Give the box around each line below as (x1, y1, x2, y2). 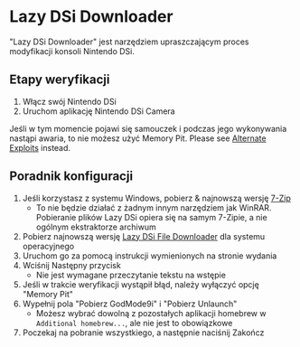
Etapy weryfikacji (9, 72, 110, 88)
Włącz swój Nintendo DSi (22, 96, 117, 107)
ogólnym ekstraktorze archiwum (35, 221, 156, 232)
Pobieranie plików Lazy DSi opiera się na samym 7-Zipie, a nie (35, 211, 268, 222)
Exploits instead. (9, 142, 70, 153)
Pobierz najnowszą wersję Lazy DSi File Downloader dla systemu (22, 230, 266, 241)
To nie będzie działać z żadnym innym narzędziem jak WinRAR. (35, 202, 272, 213)
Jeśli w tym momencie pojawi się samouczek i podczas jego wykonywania (9, 123, 287, 134)
